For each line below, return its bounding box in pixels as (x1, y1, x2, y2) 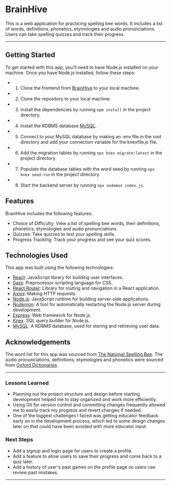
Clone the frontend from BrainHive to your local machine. (20, 85, 140, 91)
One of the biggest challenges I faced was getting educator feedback (12, 413, 159, 419)
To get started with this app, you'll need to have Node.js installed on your (5, 64, 159, 70)
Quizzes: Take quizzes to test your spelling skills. (12, 231, 116, 237)
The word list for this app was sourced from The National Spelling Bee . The (5, 351, 163, 357)
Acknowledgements (5, 338, 71, 346)
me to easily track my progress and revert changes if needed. (12, 407, 142, 413)
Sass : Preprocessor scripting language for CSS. (12, 280, 113, 286)
